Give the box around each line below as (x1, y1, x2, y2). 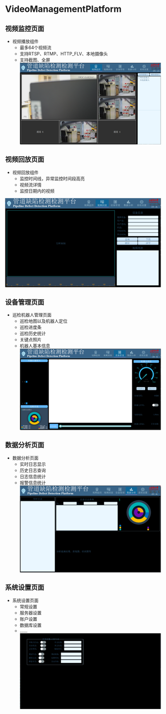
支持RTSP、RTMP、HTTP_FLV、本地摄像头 (19, 51, 108, 56)
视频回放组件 (12, 169, 39, 175)
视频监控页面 (5, 24, 44, 33)
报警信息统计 (19, 480, 46, 486)
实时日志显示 (19, 461, 46, 467)
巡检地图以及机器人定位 (19, 318, 68, 324)
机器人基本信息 (19, 343, 50, 349)
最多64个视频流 (19, 45, 52, 50)
